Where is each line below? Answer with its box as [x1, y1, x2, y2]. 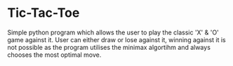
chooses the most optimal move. [7, 51, 102, 59]
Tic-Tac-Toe [7, 5, 80, 21]
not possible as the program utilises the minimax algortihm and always [7, 43, 211, 51]
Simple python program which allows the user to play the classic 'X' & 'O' [7, 28, 219, 37]
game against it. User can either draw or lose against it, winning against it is [7, 35, 226, 44]
